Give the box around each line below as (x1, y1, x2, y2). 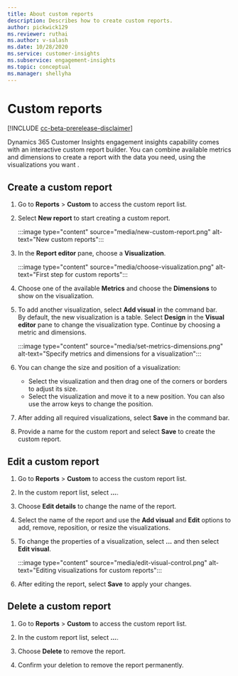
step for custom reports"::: (50, 270, 128, 279)
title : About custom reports (7, 10, 94, 18)
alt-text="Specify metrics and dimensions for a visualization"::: (17, 349, 202, 358)
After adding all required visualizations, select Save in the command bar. (17, 413, 230, 422)
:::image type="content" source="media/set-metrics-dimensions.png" (17, 342, 224, 351)
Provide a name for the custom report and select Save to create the (17, 428, 215, 436)
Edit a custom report (7, 455, 99, 468)
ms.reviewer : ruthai (7, 30, 69, 38)
